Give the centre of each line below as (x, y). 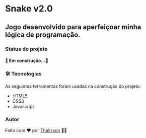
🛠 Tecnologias (24, 74)
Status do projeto (27, 49)
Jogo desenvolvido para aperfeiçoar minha (73, 27)
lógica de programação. (43, 34)
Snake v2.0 (29, 9)
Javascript (23, 107)
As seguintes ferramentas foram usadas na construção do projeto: (73, 86)
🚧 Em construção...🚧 (27, 61)
